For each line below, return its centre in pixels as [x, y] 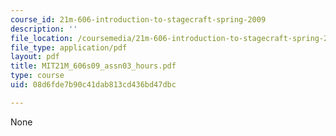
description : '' [44, 29]
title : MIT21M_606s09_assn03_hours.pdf [93, 66]
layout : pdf [35, 57]
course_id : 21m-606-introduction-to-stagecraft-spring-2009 [138, 19]
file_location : [42, 38]
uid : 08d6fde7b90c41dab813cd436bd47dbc [93, 85]
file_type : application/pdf [69, 47]
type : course [37, 76]
